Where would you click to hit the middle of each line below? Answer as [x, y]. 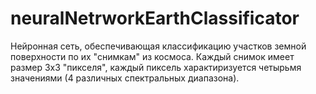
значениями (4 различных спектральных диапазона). [125, 78]
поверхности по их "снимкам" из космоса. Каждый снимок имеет [152, 56]
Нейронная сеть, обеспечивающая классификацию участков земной [158, 46]
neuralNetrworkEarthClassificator [155, 18]
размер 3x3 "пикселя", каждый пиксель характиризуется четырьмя [156, 67]
